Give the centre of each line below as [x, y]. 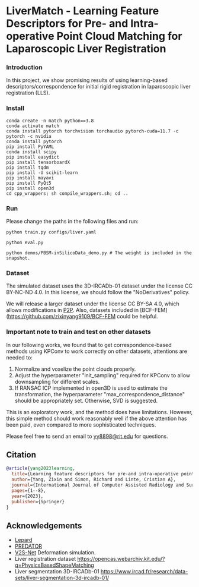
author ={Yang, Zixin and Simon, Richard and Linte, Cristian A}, [94, 479]
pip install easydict [33, 157]
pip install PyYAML [30, 147]
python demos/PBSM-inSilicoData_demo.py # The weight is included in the [99, 253]
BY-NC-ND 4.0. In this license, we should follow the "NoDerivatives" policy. [98, 292]
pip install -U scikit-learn [42, 173]
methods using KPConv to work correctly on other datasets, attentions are [97, 351]
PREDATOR [28, 546]
